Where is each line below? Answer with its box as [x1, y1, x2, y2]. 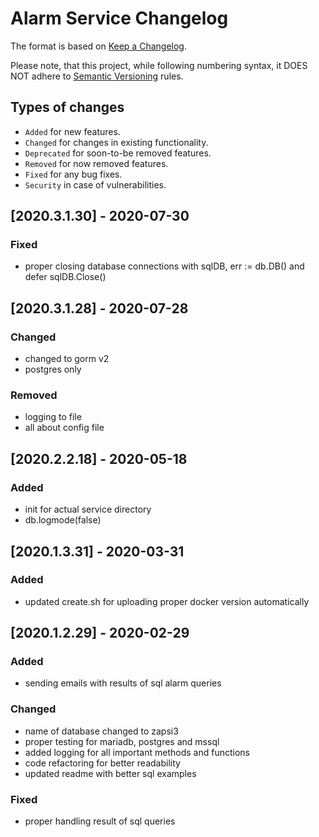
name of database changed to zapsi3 [24, 725, 179, 737]
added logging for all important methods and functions [24, 746, 250, 758]
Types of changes [10, 99, 125, 116]
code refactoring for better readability [24, 757, 181, 769]
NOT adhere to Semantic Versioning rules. [10, 70, 184, 82]
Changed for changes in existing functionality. [24, 136, 209, 148]
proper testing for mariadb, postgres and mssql [24, 735, 220, 747]
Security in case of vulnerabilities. [24, 178, 167, 191]
